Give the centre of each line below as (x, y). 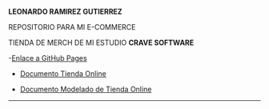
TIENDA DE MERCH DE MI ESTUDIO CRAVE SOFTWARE (101, 42)
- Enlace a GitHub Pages (48, 58)
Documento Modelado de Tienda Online (86, 89)
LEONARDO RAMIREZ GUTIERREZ (65, 12)
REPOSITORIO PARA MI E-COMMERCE (72, 27)
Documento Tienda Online (63, 74)
